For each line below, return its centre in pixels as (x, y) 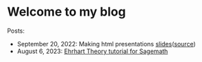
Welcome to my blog (66, 12)
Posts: (16, 31)
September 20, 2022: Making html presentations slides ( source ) (106, 44)
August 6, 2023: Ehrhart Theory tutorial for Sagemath (92, 51)
